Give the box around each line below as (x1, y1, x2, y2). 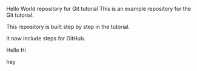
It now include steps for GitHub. (6, 35, 86, 42)
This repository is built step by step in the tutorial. (6, 23, 130, 30)
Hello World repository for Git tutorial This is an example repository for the (6, 5, 192, 12)
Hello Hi (6, 46, 26, 54)
